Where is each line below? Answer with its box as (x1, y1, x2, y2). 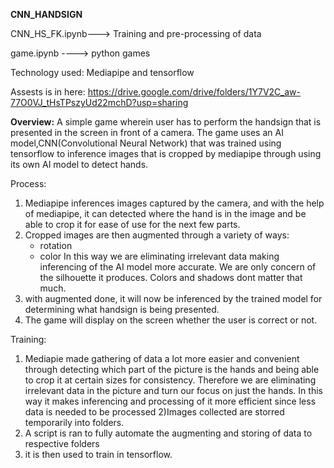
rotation (39, 240, 73, 251)
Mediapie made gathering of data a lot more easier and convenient (24, 353, 300, 364)
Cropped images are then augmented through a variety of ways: (24, 229, 290, 241)
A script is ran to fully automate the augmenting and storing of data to (24, 427, 313, 439)
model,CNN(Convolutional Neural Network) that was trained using (10, 137, 282, 149)
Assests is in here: (10, 86, 86, 98)
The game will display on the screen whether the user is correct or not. (24, 314, 318, 326)
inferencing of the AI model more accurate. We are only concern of (39, 261, 317, 273)
